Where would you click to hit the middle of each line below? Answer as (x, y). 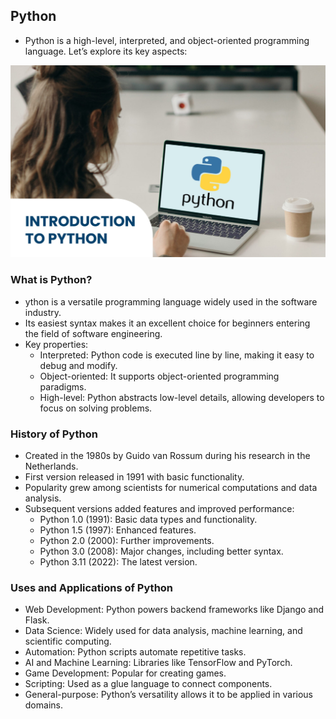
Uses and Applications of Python (92, 587)
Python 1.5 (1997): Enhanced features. (118, 530)
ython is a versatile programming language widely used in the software (171, 301)
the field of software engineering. (93, 333)
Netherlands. (51, 466)
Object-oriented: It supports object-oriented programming (159, 376)
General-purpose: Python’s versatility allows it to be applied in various (168, 695)
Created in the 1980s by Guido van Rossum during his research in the (167, 456)
